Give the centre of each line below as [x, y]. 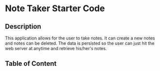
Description [23, 27]
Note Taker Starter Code [55, 9]
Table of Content [31, 64]
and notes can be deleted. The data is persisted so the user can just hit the [80, 43]
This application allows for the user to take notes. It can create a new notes [80, 38]
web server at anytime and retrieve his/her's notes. [56, 48]
